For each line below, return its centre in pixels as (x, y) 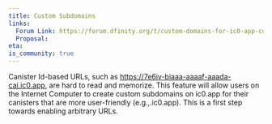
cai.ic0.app (27, 85)
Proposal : (32, 38)
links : (19, 24)
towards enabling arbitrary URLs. (64, 111)
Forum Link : (36, 31)
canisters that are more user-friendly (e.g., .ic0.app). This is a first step (125, 103)
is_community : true (41, 53)
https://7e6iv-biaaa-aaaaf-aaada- (176, 77)
